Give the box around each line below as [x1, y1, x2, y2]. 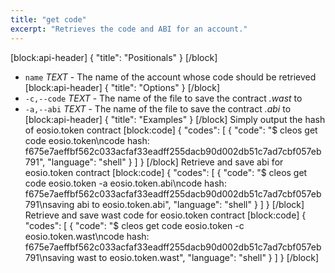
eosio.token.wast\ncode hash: [24, 230, 150, 242]
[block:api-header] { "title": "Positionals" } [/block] [10, 51, 218, 63]
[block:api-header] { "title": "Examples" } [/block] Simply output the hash [24, 113, 326, 125]
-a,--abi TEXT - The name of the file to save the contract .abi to [24, 102, 292, 115]
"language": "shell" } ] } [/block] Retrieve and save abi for [47, 156, 284, 168]
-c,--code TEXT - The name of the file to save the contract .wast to [24, 92, 303, 104]
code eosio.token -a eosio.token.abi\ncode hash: [24, 177, 227, 189]
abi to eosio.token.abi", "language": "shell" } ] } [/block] [76, 198, 305, 210]
